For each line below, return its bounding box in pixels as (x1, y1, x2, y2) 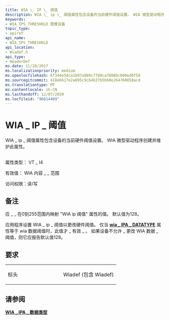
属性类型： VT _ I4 (5, 159, 43, 165)
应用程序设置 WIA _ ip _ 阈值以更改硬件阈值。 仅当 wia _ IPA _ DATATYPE (5, 222, 156, 228)
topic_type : (5, 26, 30, 31)
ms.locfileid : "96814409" (5, 96, 59, 101)
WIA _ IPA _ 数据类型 (5, 309, 48, 315)
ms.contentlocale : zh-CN (5, 87, 57, 92)
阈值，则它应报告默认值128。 (5, 234, 65, 240)
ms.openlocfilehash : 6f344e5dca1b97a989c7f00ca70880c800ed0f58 (5, 73, 141, 78)
